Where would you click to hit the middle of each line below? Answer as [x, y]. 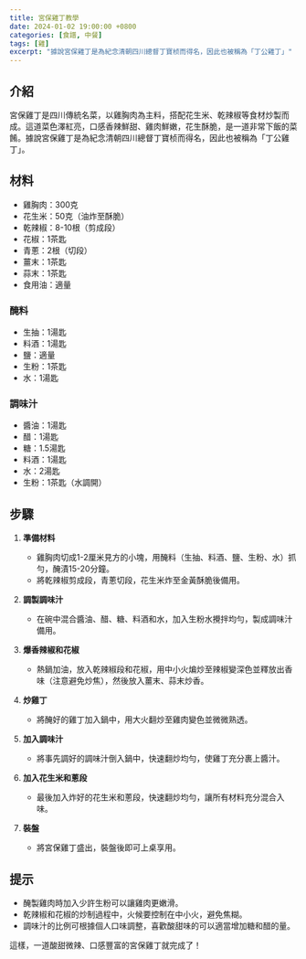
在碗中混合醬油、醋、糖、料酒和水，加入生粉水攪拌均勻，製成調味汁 [164, 619]
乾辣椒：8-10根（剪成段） [71, 227]
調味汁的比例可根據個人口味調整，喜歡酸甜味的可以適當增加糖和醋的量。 [158, 925]
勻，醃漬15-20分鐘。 [75, 569]
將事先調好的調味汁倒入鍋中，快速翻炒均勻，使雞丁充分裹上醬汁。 [160, 759]
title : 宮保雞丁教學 [44, 18]
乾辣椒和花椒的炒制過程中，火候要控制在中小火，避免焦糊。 [135, 914]
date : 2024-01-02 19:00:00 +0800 [73, 27]
